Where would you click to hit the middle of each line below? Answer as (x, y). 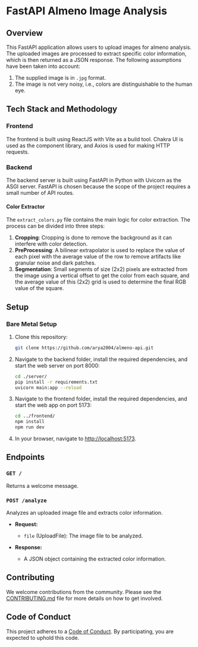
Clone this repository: (41, 337)
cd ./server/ (31, 377)
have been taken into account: (43, 66)
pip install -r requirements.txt (56, 382)
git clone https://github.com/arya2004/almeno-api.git (84, 348)
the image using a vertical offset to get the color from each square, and (102, 276)
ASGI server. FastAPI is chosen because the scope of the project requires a (98, 186)
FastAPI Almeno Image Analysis (87, 11)
